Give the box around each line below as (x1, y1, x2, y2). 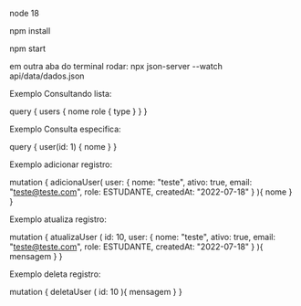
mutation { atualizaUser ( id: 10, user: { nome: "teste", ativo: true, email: (9, 232, 276, 242)
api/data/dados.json (9, 70, 85, 81)
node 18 (9, 8, 39, 18)
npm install (9, 26, 51, 36)
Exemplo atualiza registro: (9, 214, 107, 225)
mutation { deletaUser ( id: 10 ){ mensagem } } (9, 287, 182, 297)
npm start (9, 43, 47, 54)
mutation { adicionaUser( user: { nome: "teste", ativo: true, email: (9, 177, 253, 187)
